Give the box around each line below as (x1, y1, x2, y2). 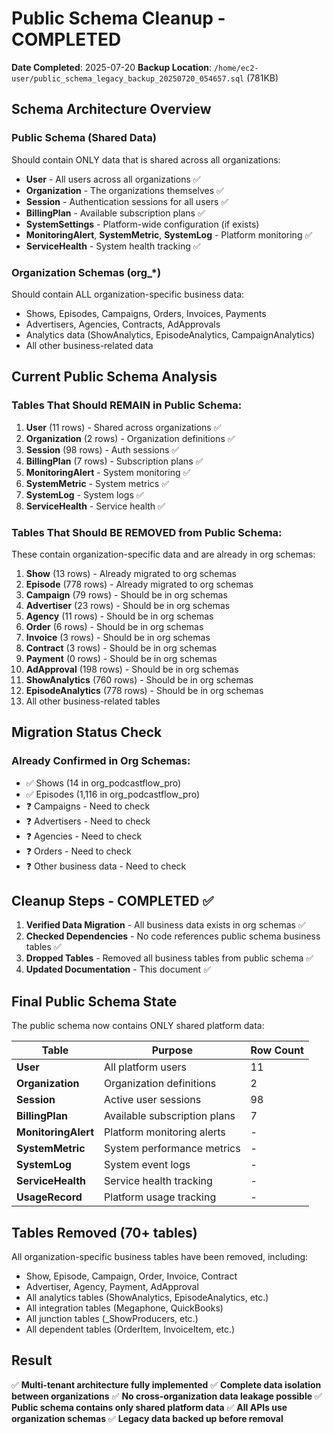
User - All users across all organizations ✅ (25, 173, 201, 185)
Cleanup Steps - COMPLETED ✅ (11, 892, 214, 909)
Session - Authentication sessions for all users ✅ (25, 195, 229, 207)
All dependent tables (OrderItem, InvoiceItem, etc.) (25, 1323, 236, 1336)
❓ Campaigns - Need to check (25, 800, 151, 812)
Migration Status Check (11, 724, 163, 741)
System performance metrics (104, 1142, 241, 1156)
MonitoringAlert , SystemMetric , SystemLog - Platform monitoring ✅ (25, 228, 313, 241)
